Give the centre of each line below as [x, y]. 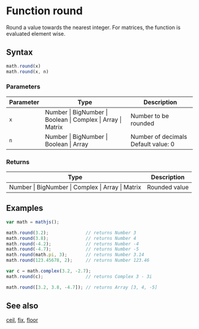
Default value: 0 [153, 144]
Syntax [20, 53]
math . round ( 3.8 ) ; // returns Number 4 [71, 238]
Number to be [150, 116]
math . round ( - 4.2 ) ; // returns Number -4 [73, 244]
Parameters [23, 87]
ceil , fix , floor [22, 320]
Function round [44, 11]
